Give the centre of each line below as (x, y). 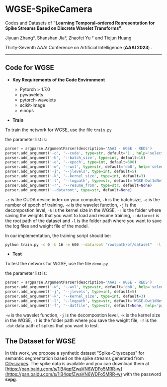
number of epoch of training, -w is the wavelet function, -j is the (71, 205)
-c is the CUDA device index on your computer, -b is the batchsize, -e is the (83, 199)
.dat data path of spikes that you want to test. (52, 325)
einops (27, 110)
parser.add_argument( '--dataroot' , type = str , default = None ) (69, 190)
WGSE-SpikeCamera (49, 9)
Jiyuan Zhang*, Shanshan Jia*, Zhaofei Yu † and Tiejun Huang (68, 38)
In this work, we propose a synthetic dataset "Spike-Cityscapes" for (75, 353)
